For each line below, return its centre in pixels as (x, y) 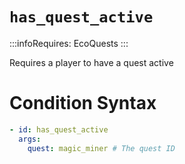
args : (30, 139)
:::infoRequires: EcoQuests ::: (69, 43)
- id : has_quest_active (59, 129)
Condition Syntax (83, 103)
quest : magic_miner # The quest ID (101, 148)
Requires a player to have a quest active (91, 62)
